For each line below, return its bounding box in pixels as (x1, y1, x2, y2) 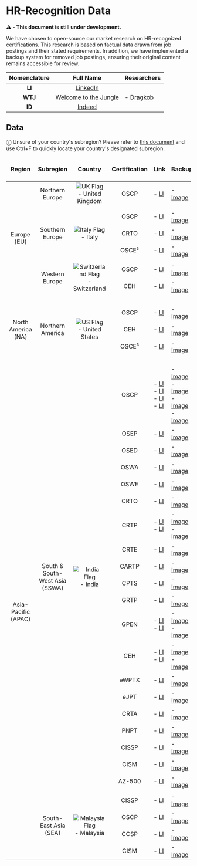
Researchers (124, 73, 161, 82)
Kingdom (77, 197, 103, 205)
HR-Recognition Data (6, 4, 111, 18)
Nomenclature (9, 73, 50, 82)
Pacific (11, 607, 30, 615)
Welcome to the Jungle (55, 93, 119, 101)
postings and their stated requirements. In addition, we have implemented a (6, 47, 189, 54)
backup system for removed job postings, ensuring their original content (6, 53, 181, 60)
